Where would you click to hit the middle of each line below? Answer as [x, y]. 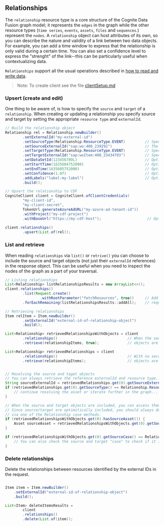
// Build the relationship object [40, 128]
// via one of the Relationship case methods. [53, 415]
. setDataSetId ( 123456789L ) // [86, 160]
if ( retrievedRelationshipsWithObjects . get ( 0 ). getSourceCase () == [74, 437]
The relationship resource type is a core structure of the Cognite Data [76, 20]
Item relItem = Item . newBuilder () [40, 316]
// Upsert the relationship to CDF [41, 191]
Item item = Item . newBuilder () [37, 487]
